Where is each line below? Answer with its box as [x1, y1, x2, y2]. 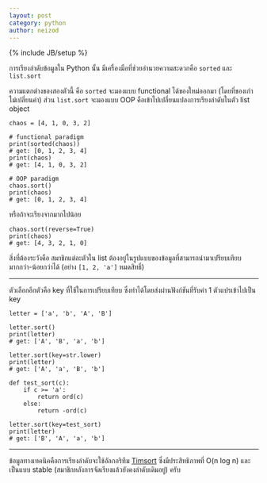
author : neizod [9, 26, 59, 34]
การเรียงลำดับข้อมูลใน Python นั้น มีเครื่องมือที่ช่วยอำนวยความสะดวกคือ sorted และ [9, 63, 233, 73]
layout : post [9, 11, 52, 20]
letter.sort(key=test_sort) [9, 421, 102, 429]
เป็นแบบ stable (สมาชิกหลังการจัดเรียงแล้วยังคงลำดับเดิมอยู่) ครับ [9, 465, 181, 474]
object [9, 104, 30, 113]
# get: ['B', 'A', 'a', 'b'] [9, 435, 105, 443]
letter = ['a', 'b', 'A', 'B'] [9, 310, 113, 318]
